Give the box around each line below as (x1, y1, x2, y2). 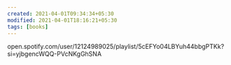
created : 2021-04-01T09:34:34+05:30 (7, 10, 114, 17)
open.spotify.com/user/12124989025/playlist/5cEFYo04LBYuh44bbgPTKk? (7, 43, 225, 51)
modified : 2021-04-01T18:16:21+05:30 (7, 17, 118, 24)
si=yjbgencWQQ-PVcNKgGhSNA (7, 50, 102, 58)
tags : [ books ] (7, 23, 49, 30)
